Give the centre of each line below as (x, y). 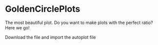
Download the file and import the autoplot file (50, 37)
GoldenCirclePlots (43, 9)
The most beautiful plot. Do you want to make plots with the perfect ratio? (79, 22)
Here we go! (18, 27)
